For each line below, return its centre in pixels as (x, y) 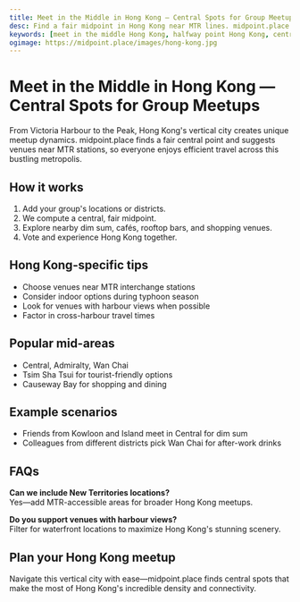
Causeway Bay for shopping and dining (94, 384)
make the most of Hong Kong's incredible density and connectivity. (133, 589)
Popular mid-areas (62, 344)
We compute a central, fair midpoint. (89, 218)
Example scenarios (63, 412)
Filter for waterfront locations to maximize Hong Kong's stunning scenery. (145, 530)
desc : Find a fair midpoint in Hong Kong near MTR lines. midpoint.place (150, 26)
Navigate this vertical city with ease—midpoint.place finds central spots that (150, 579)
